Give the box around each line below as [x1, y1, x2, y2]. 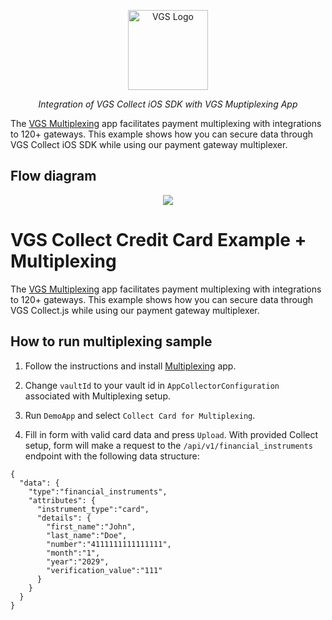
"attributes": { [28, 495, 97, 505]
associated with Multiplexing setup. [24, 390, 171, 402]
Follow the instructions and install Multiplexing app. [24, 360, 237, 372]
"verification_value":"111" [46, 565, 163, 575]
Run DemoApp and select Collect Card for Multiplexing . [24, 409, 256, 421]
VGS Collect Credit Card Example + [10, 229, 307, 251]
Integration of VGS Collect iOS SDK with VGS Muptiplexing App [38, 98, 298, 110]
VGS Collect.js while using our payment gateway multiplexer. [10, 304, 260, 316]
